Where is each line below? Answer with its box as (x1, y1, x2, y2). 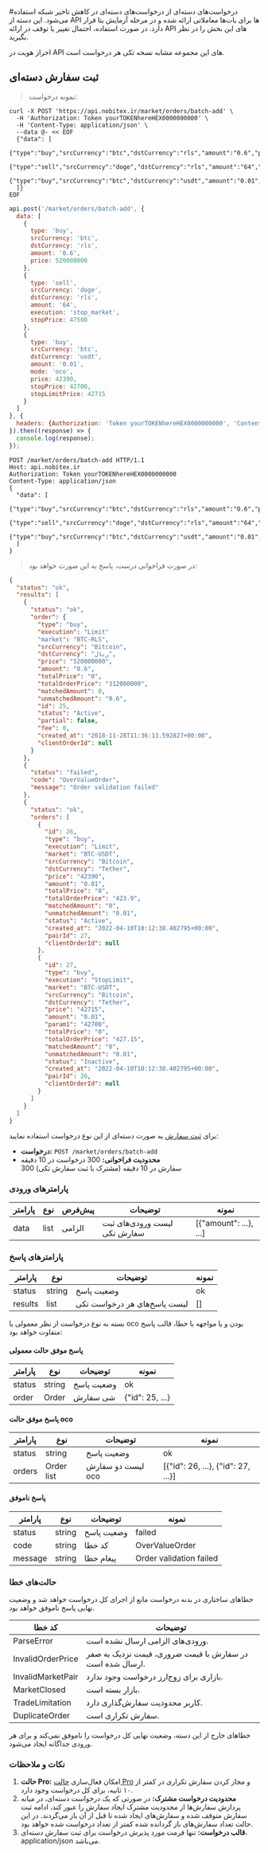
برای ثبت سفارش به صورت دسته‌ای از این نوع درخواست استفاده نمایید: (9, 1131, 219, 1141)
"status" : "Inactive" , (44, 1057, 120, 1066)
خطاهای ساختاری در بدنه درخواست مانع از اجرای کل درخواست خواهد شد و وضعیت (9, 1594, 254, 1604)
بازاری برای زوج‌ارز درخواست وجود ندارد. (86, 1671, 223, 1682)
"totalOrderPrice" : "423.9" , (44, 895, 142, 903)
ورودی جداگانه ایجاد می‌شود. (9, 1738, 93, 1748)
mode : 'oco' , (29, 368, 74, 376)
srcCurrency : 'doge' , (29, 286, 103, 294)
